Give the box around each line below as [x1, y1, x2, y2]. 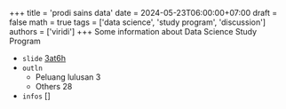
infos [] [21, 90, 51, 101]
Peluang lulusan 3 [35, 72, 101, 82]
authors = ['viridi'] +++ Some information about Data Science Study [9, 27, 258, 36]
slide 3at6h [21, 53, 67, 63]
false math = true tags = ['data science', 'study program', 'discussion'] [9, 17, 266, 27]
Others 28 [35, 82, 73, 91]
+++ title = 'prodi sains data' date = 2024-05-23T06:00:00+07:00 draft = [9, 8, 278, 18]
